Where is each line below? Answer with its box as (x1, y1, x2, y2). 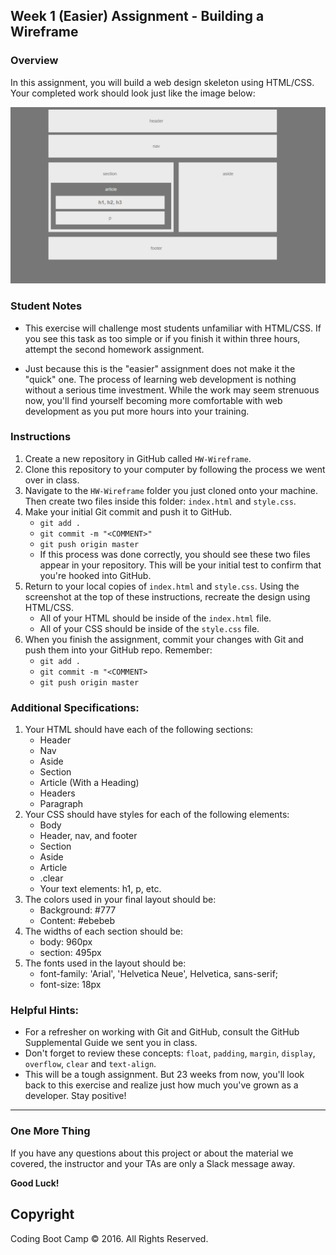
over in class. (24, 474, 80, 486)
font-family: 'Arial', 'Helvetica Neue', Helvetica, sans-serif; (39, 968, 279, 980)
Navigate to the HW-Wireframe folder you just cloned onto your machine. (24, 484, 319, 496)
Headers (39, 787, 76, 799)
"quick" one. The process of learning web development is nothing (24, 373, 297, 385)
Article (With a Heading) (39, 777, 140, 789)
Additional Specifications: (10, 700, 140, 714)
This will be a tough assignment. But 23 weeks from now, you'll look (24, 1069, 305, 1081)
